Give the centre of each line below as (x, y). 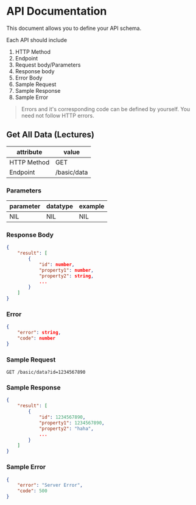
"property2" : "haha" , (66, 429)
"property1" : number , (66, 270)
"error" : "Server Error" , (50, 485)
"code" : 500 (32, 491)
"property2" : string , (66, 276)
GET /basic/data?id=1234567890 (46, 372)
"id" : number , (57, 264)
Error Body (29, 78)
